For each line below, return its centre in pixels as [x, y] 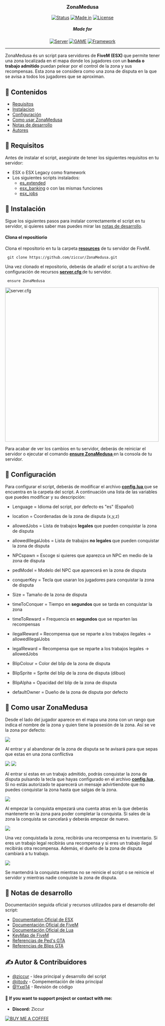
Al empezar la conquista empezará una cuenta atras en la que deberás [77, 808]
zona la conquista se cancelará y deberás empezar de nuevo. [67, 819]
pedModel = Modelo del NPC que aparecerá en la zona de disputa [79, 570]
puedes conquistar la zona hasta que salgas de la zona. [61, 789]
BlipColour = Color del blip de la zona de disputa [61, 663]
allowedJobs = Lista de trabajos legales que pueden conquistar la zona [84, 526]
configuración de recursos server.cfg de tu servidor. [58, 272]
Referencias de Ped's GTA [39, 941]
